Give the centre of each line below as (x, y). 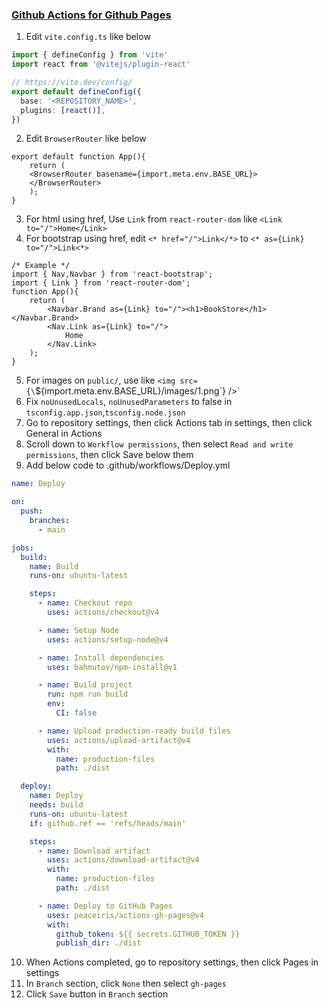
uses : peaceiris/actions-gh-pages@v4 (125, 915)
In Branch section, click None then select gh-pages (126, 984)
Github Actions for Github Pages (91, 15)
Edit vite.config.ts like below (88, 37)
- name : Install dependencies (100, 658)
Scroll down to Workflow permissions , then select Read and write (159, 444)
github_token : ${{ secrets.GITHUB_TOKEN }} (148, 934)
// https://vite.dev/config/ (72, 83)
